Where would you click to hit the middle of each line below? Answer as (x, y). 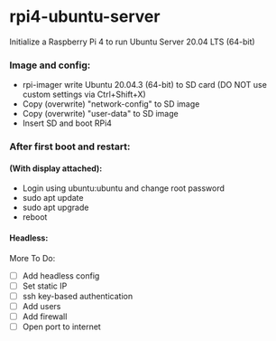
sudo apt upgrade (55, 208)
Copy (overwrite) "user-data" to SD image (100, 114)
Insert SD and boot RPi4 (67, 123)
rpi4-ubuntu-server (85, 17)
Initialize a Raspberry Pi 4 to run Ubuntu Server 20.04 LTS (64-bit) (132, 42)
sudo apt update (53, 198)
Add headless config (61, 275)
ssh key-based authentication (78, 296)
